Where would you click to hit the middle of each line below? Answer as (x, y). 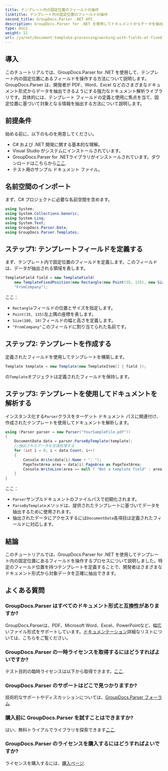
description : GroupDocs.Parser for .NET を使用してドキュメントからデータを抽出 (84, 24)
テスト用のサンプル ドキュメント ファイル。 (57, 169)
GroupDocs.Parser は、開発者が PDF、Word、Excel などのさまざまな (76, 84)
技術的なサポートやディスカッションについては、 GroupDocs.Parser (74, 697)
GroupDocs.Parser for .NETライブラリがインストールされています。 (82, 157)
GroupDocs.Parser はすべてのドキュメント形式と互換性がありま (82, 606)
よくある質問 (25, 590)
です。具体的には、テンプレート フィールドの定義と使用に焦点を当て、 (82, 97)
